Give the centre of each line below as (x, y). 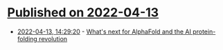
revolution (53, 38)
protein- (204, 32)
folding (27, 38)
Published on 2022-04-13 (83, 13)
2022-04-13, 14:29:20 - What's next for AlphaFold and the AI (104, 32)
